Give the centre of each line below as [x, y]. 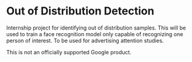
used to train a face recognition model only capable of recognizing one [95, 34]
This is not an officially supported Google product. [69, 52]
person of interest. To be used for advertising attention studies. [85, 40]
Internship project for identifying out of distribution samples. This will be [96, 28]
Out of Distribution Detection [80, 11]
